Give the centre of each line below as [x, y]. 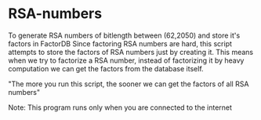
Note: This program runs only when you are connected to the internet [120, 107]
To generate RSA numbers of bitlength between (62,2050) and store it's [124, 35]
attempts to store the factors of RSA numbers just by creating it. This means [130, 52]
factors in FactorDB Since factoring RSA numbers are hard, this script [120, 43]
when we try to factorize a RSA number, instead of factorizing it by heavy [126, 60]
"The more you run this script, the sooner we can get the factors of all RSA [129, 84]
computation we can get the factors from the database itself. [106, 68]
